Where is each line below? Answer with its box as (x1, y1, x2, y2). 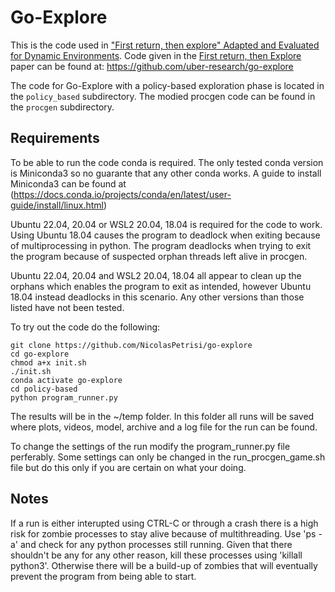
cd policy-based (10, 384, 78, 394)
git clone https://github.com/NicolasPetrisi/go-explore (10, 340, 253, 350)
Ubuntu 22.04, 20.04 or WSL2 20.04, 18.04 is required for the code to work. (10, 218, 323, 230)
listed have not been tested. (10, 301, 125, 313)
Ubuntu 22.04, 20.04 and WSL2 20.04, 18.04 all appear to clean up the (10, 269, 302, 281)
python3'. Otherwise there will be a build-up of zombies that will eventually (10, 559, 318, 571)
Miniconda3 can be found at (10, 177, 127, 190)
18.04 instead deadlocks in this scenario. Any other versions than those (10, 291, 305, 303)
